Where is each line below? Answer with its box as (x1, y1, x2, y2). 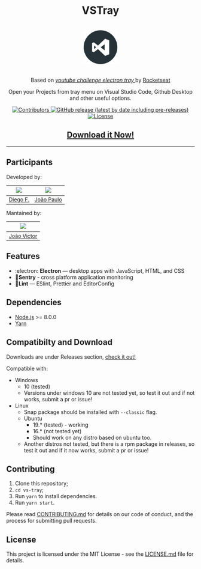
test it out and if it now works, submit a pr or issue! (23, 446, 149, 454)
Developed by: (6, 173, 42, 180)
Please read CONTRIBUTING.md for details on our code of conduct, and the (6, 511, 193, 518)
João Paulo (34, 196, 62, 203)
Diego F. (8, 196, 30, 203)
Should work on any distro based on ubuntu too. (32, 434, 152, 441)
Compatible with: (6, 365, 48, 372)
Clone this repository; (14, 480, 69, 487)
